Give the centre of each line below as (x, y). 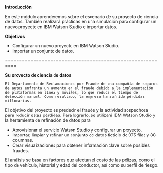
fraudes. (20, 150)
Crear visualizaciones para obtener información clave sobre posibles (81, 145)
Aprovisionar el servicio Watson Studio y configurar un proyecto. (77, 130)
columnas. (22, 140)
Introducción (18, 7)
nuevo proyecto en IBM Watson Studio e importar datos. (61, 27)
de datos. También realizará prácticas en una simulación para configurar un (81, 22)
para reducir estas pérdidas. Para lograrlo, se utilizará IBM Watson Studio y (80, 115)
